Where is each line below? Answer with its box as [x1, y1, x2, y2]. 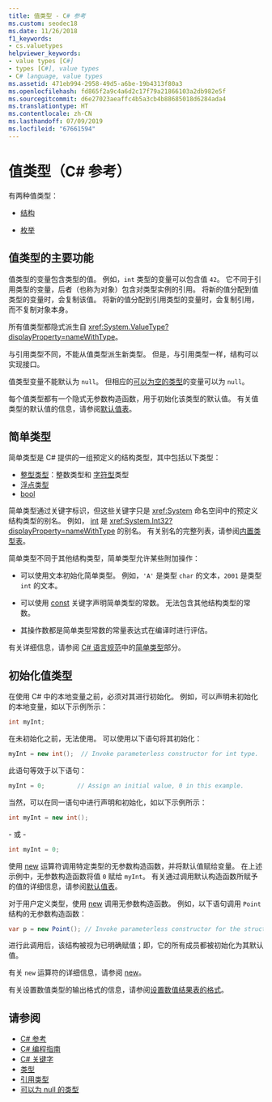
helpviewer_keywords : [8, 49, 82, 58]
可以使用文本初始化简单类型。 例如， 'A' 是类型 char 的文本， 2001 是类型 [19, 570, 262, 580]
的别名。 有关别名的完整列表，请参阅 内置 [117, 526, 254, 536]
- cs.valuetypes [8, 42, 63, 50]
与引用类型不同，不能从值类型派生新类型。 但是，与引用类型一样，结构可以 [8, 349, 259, 359]
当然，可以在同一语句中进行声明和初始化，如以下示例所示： [8, 797, 207, 807]
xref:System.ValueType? [87, 322, 169, 331]
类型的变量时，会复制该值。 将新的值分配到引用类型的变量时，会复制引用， [8, 294, 259, 304]
